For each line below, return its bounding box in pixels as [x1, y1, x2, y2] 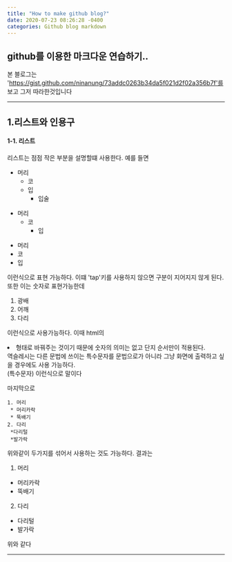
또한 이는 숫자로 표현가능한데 [7, 281, 85, 290]
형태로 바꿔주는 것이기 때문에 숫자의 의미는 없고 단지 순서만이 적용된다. [16, 343, 206, 351]
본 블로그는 [7, 70, 37, 78]
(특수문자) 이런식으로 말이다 [7, 369, 82, 378]
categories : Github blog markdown [7, 23, 107, 30]
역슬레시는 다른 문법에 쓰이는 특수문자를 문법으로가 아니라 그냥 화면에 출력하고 [7, 351, 217, 360]
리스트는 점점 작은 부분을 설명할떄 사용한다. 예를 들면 [7, 153, 149, 161]
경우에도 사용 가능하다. [14, 360, 76, 369]
